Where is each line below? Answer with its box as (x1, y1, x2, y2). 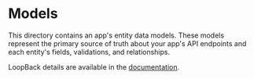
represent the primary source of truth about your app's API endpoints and (8, 38, 247, 48)
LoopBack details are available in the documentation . (8, 62, 179, 71)
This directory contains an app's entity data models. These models (8, 31, 225, 40)
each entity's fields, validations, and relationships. (8, 47, 171, 56)
